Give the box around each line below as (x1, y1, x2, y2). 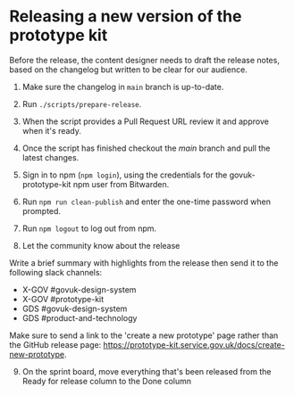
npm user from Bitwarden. (72, 178, 170, 189)
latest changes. (21, 152, 80, 162)
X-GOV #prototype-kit (21, 293, 105, 304)
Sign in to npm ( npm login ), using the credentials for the (21, 169, 228, 180)
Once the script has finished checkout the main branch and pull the (21, 143, 271, 153)
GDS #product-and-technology (21, 312, 138, 323)
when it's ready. (21, 125, 82, 136)
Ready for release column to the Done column (21, 375, 192, 386)
